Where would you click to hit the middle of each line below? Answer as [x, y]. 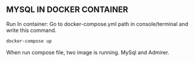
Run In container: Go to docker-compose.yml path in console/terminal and [97, 24]
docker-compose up [29, 41]
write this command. [31, 30]
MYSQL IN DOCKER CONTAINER [67, 10]
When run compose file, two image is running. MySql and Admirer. [88, 52]
